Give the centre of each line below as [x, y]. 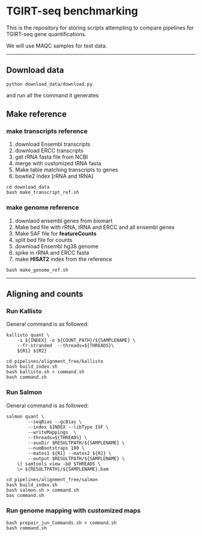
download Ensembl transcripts [53, 144]
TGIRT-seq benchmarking [72, 11]
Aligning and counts [45, 294]
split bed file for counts [44, 240]
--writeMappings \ [52, 432]
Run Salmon [24, 392]
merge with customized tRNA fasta [58, 163]
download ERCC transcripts [49, 151]
